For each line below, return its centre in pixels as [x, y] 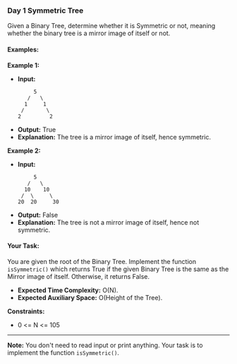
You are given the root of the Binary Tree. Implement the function [102, 261]
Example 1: [24, 65]
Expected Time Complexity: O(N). [68, 290]
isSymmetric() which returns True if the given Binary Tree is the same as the [118, 269]
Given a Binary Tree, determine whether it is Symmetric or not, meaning [111, 26]
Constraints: [26, 311]
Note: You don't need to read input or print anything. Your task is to [105, 345]
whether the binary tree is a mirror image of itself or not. [89, 33]
